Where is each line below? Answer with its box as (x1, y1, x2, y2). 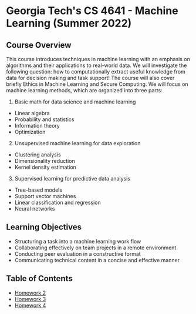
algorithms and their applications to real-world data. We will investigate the (6, 62, 187, 69)
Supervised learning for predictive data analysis (14, 175, 131, 182)
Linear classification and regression (14, 199, 101, 206)
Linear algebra (14, 110, 50, 116)
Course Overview (6, 40, 72, 50)
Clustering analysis (14, 151, 61, 158)
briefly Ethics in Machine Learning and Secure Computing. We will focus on (6, 81, 189, 88)
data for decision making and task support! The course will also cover (6, 75, 175, 81)
